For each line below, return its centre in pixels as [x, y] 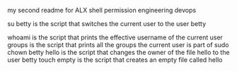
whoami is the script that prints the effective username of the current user [115, 37]
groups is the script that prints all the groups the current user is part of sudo [118, 45]
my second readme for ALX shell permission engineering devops [102, 10]
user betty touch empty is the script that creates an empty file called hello [115, 60]
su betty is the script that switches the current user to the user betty [107, 24]
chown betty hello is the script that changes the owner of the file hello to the [118, 52]
